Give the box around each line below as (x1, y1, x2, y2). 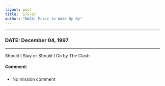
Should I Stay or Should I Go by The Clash (5, 52, 90, 59)
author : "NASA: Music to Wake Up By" (5, 16, 82, 21)
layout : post (5, 7, 32, 12)
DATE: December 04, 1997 (5, 37, 69, 44)
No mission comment (12, 76, 55, 82)
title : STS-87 (5, 12, 36, 17)
